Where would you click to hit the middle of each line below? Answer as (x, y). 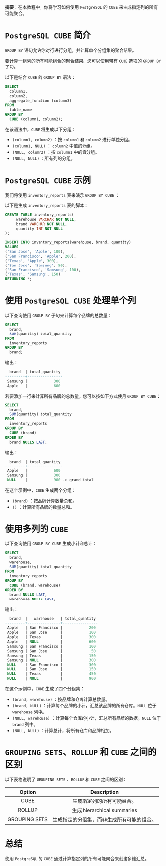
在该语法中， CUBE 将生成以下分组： (41, 129)
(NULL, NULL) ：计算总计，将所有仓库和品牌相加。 (63, 730)
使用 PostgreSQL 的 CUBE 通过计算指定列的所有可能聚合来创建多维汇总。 (77, 858)
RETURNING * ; (19, 279)
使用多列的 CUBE (37, 529)
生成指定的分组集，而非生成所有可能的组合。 (104, 819)
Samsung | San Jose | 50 (52, 651)
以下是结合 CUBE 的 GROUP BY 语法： (40, 77)
